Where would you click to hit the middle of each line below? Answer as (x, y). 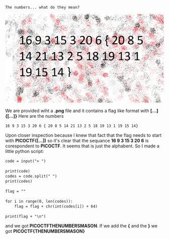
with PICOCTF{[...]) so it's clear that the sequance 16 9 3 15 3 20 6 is (77, 140)
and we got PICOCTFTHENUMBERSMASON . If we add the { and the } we (81, 225)
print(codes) (19, 181)
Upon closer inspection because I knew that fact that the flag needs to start (83, 135)
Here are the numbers (41, 116)
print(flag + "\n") (26, 216)
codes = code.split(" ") (31, 176)
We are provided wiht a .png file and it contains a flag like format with (77, 111)
